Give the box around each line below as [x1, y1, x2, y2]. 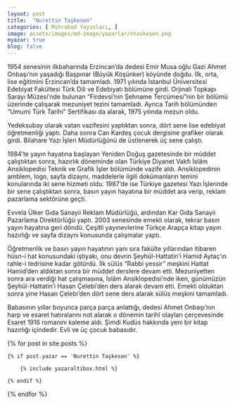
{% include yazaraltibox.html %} [20, 365, 118, 372]
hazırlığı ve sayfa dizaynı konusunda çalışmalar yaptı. [7, 231, 162, 239]
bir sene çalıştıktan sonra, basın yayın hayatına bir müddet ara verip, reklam [7, 188, 227, 195]
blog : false [7, 43, 42, 50]
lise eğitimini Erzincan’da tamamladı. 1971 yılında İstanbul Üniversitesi [7, 78, 208, 85]
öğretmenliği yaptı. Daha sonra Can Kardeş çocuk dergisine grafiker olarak [7, 128, 224, 137]
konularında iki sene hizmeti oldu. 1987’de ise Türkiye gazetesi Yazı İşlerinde [7, 180, 229, 188]
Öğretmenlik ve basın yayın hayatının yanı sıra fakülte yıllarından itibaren [7, 245, 217, 252]
